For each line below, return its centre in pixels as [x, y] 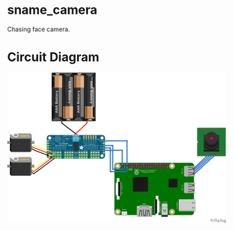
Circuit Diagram [53, 57]
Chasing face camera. [39, 29]
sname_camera [52, 10]
